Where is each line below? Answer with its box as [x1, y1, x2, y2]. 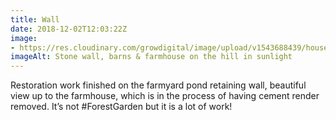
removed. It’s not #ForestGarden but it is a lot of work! [10, 101, 233, 113]
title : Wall [10, 14, 60, 25]
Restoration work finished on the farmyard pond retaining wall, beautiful [10, 79, 307, 91]
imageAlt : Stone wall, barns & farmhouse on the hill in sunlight [10, 52, 293, 62]
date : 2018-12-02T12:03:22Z [10, 24, 128, 34]
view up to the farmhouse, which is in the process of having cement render [10, 90, 320, 102]
